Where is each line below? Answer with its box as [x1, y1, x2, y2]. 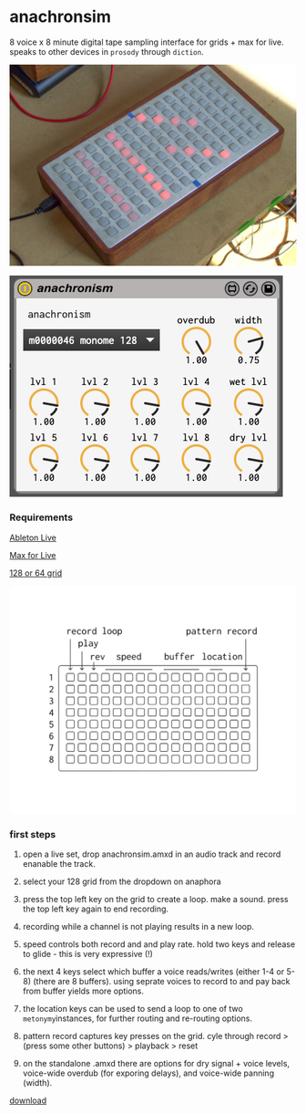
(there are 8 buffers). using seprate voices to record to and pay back [33, 976, 291, 987]
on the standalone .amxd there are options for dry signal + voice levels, [22, 1058, 290, 1069]
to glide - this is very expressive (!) [22, 949, 153, 960]
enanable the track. [22, 859, 96, 869]
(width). [22, 1078, 53, 1088]
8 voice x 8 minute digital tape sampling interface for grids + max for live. [9, 36, 284, 47]
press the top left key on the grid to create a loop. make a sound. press [22, 894, 289, 905]
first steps [9, 828, 56, 840]
